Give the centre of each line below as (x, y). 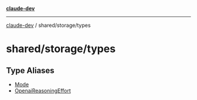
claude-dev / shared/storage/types (48, 25)
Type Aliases (30, 70)
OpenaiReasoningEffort (43, 91)
